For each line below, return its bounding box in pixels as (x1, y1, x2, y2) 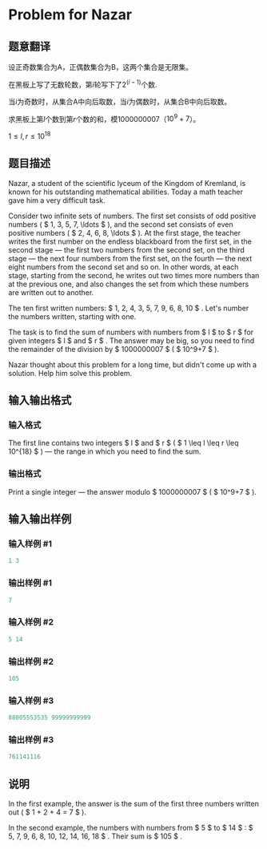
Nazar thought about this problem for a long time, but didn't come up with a (8, 359, 257, 370)
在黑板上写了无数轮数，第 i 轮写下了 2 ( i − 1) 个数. (8, 79, 157, 89)
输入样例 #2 (8, 617, 54, 628)
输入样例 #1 (8, 539, 52, 550)
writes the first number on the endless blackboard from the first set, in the (8, 237, 252, 246)
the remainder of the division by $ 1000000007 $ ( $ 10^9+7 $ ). (8, 344, 220, 354)
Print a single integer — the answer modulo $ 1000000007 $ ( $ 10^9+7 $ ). (8, 487, 257, 496)
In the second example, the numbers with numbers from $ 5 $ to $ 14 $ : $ (8, 823, 253, 832)
